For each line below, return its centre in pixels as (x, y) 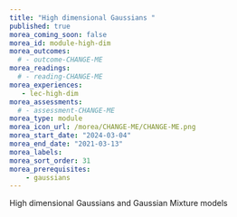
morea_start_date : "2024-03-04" (70, 136)
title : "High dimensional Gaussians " (82, 18)
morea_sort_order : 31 (50, 160)
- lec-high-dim (50, 93)
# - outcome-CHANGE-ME (60, 60)
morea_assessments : (46, 102)
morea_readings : (40, 69)
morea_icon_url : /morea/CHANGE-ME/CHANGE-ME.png (103, 127)
